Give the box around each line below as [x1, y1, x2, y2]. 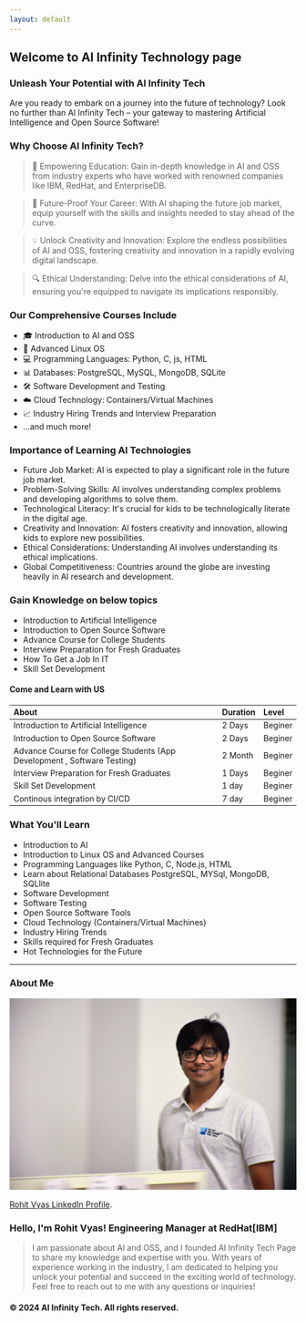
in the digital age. [22, 513, 88, 524]
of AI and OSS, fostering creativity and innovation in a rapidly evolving [31, 244, 295, 255]
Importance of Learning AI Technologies [9, 443, 191, 456]
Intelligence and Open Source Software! [9, 117, 159, 128]
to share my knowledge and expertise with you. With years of [31, 1252, 262, 1263]
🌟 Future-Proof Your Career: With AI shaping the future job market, [31, 197, 282, 209]
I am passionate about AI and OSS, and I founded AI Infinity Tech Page [31, 1243, 297, 1254]
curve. [31, 217, 56, 228]
